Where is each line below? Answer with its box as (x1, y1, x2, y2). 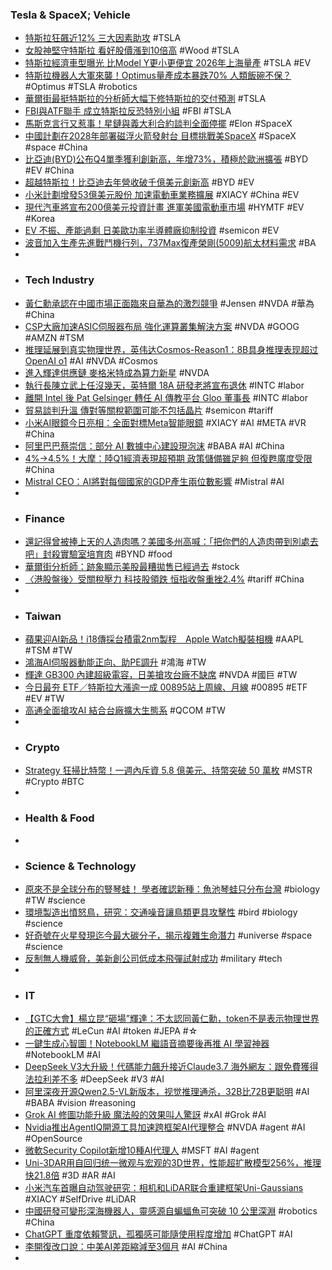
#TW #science (24, 894, 86, 907)
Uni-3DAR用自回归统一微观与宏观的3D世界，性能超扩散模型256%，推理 (24, 1157, 322, 1169)
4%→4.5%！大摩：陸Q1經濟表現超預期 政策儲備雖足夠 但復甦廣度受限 (24, 452, 313, 464)
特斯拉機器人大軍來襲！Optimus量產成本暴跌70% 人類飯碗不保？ (24, 69, 292, 82)
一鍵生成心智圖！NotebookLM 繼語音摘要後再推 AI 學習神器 (24, 1038, 270, 1050)
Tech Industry (24, 273, 95, 287)
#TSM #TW (24, 644, 73, 657)
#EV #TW (24, 693, 65, 705)
